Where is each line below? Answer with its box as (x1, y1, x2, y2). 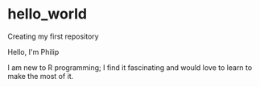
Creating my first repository (7, 31, 99, 41)
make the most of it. (7, 71, 74, 81)
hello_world (7, 5, 88, 23)
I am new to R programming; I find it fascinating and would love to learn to (7, 62, 253, 72)
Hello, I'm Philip (7, 47, 60, 56)
